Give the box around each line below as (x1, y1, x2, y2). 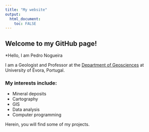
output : (5, 12, 21, 17)
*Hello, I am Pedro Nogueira (5, 52, 63, 58)
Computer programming (12, 112, 62, 118)
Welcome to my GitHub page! (5, 39, 97, 47)
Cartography (12, 96, 38, 102)
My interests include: (5, 80, 57, 87)
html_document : (9, 16, 41, 21)
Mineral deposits (12, 91, 47, 97)
